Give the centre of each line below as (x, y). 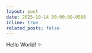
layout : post (22, 11)
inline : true (22, 22)
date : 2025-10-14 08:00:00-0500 (46, 17)
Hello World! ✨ (24, 45)
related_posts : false (33, 28)
